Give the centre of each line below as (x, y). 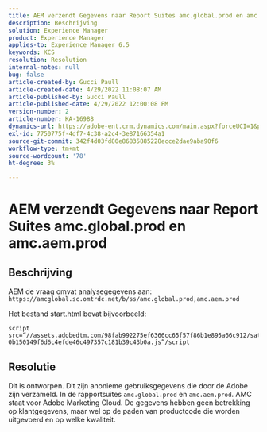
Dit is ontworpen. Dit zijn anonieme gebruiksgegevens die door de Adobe (128, 385)
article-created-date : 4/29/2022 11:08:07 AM (85, 89)
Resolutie (32, 366)
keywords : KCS (32, 52)
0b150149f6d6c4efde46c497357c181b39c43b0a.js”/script (99, 342)
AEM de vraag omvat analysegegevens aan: (80, 291)
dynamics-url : (32, 126)
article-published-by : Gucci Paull (67, 97)
